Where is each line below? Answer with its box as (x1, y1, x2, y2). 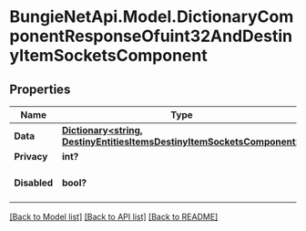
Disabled (14, 176, 54, 189)
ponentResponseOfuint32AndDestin (9, 26, 293, 47)
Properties (9, 81, 71, 97)
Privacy (14, 151, 48, 163)
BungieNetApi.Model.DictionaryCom (9, 6, 294, 27)
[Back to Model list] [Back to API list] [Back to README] (9, 212, 219, 222)
